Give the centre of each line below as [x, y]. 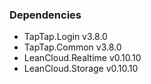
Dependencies [45, 15]
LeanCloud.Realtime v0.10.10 [82, 58]
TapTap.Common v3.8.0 [72, 47]
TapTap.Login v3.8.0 [65, 37]
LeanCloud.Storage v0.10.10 [81, 69]
